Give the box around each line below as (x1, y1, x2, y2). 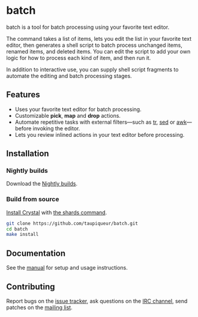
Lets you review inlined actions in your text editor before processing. (14, 131, 185, 138)
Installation (6, 148, 49, 159)
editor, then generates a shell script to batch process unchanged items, (6, 41, 183, 49)
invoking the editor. (32, 124, 80, 132)
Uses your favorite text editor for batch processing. (14, 106, 142, 113)
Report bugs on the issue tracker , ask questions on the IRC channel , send (6, 297, 188, 304)
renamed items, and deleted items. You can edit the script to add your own (6, 47, 191, 55)
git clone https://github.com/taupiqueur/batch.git (6, 220, 138, 226)
